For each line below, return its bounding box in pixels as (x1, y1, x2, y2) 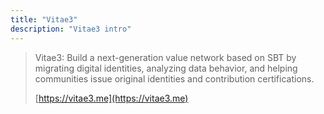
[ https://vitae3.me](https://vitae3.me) (34, 92, 189, 104)
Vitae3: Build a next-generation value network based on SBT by (34, 51, 297, 63)
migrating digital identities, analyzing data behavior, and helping (34, 62, 298, 74)
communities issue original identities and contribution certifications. (34, 72, 315, 85)
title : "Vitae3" (10, 14, 78, 25)
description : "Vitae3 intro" (10, 24, 132, 34)
